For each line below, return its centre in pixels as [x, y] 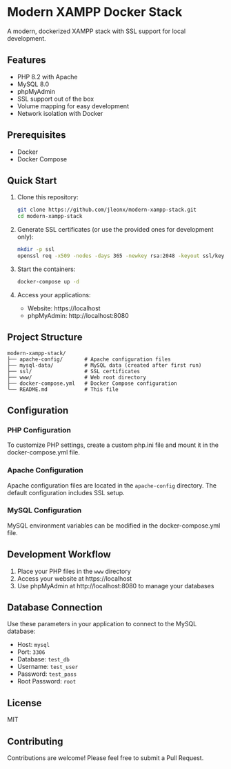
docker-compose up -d [48, 281]
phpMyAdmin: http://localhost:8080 [78, 315]
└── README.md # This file [63, 389]
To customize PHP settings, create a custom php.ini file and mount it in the [113, 445]
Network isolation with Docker [60, 113]
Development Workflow [59, 555]
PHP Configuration [39, 430]
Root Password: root [47, 681]
